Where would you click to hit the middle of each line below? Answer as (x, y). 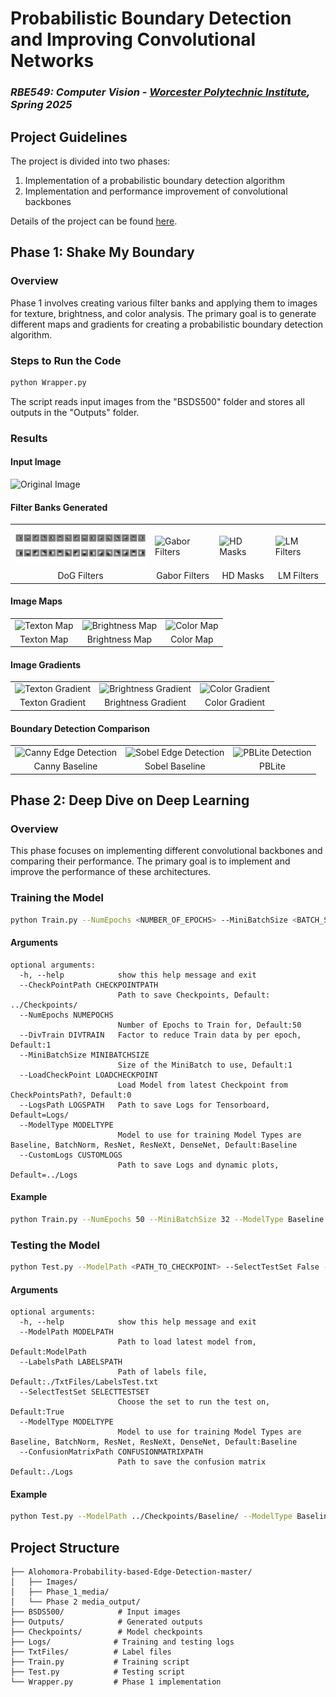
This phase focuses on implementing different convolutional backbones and (166, 851)
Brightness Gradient (145, 703)
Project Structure (65, 1547)
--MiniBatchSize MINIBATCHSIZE (84, 1055)
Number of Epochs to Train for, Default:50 (209, 1025)
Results (29, 438)
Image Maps (36, 601)
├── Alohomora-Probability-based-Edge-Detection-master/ (131, 1572)
